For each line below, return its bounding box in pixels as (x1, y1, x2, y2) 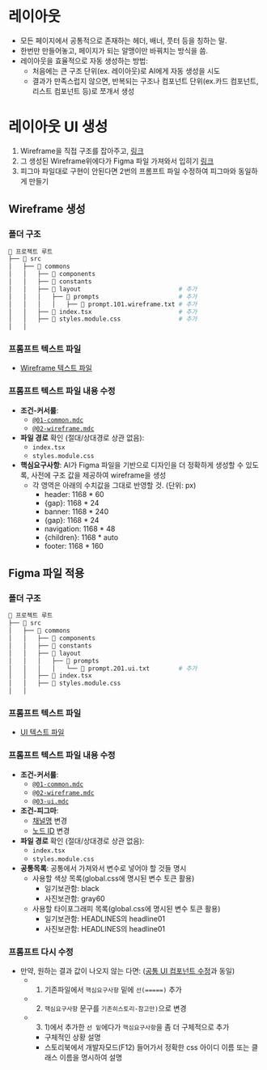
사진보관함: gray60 (44, 894, 105, 903)
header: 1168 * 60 (44, 489, 104, 499)
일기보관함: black (44, 883, 100, 893)
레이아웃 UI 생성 (8, 118, 108, 136)
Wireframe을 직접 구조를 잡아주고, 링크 (19, 146, 144, 155)
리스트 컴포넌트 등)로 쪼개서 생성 (32, 86, 135, 96)
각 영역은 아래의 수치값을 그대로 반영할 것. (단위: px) (32, 480, 197, 490)
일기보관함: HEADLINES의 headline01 (44, 914, 166, 924)
